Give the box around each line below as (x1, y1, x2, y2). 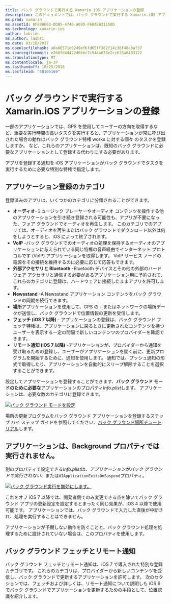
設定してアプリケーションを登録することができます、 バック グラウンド (5, 378, 153, 384)
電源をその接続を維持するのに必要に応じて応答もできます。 (12, 259, 137, 265)
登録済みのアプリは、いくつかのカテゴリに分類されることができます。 (5, 197, 152, 203)
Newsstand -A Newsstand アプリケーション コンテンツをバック (12, 291, 147, 297)
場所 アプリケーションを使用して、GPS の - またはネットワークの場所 (12, 303, 157, 309)
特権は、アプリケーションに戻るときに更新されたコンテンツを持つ (26, 323, 164, 329)
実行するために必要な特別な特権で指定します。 (5, 166, 103, 172)
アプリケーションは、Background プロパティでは (5, 442, 160, 451)
